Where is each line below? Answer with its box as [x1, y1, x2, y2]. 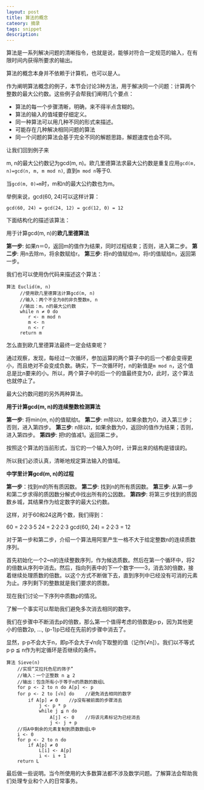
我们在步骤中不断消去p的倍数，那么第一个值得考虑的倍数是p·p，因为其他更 [6, 618, 193, 626]
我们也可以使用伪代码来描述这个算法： [6, 270, 102, 278]
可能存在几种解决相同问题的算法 [15, 126, 95, 133]
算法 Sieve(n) [6, 660, 41, 666]
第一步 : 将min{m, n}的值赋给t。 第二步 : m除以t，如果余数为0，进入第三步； [6, 416, 194, 423]
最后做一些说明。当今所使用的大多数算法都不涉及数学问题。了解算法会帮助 [6, 770, 192, 777]
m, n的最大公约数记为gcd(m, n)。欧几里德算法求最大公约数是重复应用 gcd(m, [6, 160, 196, 167]
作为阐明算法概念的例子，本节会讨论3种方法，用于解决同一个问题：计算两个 [6, 83, 196, 90]
